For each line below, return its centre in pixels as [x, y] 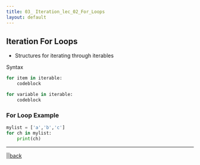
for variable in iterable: [40, 95]
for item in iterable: [34, 78]
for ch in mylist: [29, 133]
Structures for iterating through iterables [64, 56]
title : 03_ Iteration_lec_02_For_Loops [56, 12]
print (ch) [29, 138]
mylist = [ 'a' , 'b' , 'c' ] [36, 128]
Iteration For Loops [42, 41]
